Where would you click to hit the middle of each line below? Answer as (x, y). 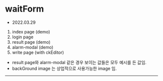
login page (23, 37)
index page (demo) (31, 32)
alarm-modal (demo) (33, 47)
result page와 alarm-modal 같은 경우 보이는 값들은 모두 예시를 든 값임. (79, 62)
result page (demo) (31, 42)
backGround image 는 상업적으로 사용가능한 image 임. (64, 68)
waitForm (24, 9)
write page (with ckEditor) (38, 52)
